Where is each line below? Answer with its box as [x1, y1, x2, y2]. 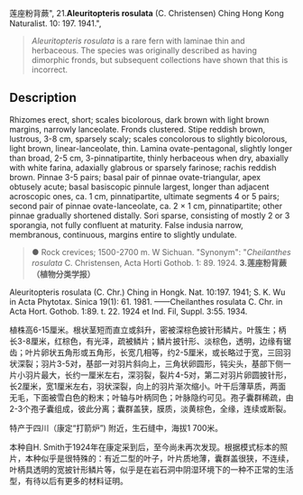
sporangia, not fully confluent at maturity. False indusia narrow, [9, 219, 243, 230]
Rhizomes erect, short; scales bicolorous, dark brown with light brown [9, 114, 270, 124]
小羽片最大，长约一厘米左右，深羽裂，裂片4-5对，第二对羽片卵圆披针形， [16, 369, 291, 380]
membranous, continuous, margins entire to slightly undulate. [9, 229, 237, 240]
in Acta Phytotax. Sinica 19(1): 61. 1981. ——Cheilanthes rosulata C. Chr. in [9, 296, 283, 307]
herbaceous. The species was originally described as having [31, 45, 257, 56]
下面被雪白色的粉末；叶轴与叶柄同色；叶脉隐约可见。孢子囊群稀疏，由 [32, 391, 294, 403]
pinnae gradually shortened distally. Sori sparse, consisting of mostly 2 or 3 [9, 210, 290, 221]
